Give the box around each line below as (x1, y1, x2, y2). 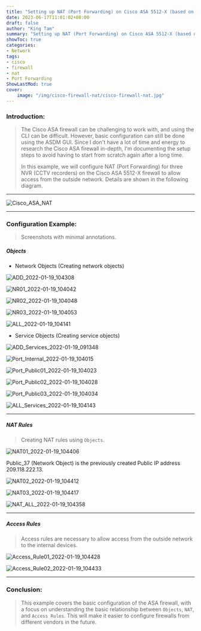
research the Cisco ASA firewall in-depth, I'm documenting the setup (20, 145, 191, 152)
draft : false (6, 20, 39, 26)
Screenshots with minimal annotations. (20, 233, 117, 241)
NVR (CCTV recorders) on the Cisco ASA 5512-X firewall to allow (20, 169, 181, 177)
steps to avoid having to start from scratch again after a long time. (20, 151, 184, 159)
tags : (6, 53, 20, 59)
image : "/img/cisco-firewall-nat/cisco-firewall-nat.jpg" (17, 92, 165, 98)
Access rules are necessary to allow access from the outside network (20, 535, 193, 543)
